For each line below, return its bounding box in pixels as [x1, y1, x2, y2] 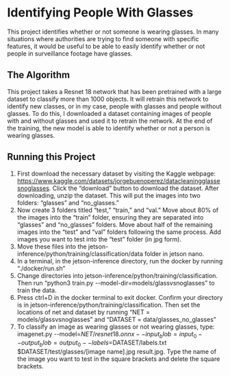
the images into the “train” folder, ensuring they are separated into [16, 213, 204, 221]
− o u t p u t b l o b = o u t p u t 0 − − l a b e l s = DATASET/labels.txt [16, 338, 167, 349]
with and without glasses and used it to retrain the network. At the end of [7, 117, 213, 125]
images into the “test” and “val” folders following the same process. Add [16, 228, 221, 236]
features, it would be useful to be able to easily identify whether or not [7, 42, 205, 50]
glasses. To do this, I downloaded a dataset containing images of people [7, 109, 212, 117]
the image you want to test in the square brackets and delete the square [16, 355, 220, 363]
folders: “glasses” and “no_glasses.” [16, 198, 120, 207]
